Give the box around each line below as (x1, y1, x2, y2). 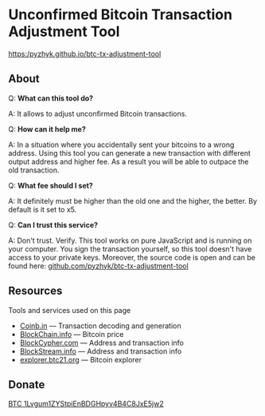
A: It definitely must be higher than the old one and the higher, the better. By (8, 196, 257, 205)
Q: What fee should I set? (8, 180, 93, 190)
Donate (8, 378, 45, 391)
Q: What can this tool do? (8, 93, 94, 103)
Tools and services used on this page (8, 305, 131, 315)
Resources (8, 284, 63, 298)
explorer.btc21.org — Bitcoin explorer (19, 355, 142, 364)
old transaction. (8, 165, 60, 175)
